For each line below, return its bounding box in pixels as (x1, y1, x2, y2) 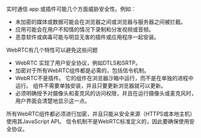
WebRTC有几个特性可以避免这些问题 (6, 46, 98, 53)
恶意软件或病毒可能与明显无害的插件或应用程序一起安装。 (15, 33, 160, 41)
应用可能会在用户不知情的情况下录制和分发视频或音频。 (15, 26, 154, 33)
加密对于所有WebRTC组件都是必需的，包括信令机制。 (15, 67, 150, 74)
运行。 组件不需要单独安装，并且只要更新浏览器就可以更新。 (15, 82, 166, 89)
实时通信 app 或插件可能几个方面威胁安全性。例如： (6, 5, 136, 12)
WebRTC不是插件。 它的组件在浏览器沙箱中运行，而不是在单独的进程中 (15, 75, 194, 81)
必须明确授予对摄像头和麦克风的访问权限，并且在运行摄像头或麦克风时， (15, 90, 197, 97)
